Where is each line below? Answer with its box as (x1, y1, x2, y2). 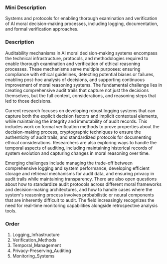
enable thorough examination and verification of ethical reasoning (5, 61, 141, 67)
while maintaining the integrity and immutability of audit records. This (5, 118, 148, 124)
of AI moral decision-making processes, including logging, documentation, (5, 21, 159, 27)
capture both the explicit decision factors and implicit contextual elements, (5, 113, 159, 119)
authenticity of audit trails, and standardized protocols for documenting (5, 134, 152, 140)
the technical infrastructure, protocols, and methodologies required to (5, 55, 149, 61)
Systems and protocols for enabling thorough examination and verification (5, 16, 158, 22)
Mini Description (5, 4, 46, 11)
